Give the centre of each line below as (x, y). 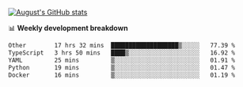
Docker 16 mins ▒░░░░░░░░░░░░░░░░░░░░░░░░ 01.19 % (122, 75)
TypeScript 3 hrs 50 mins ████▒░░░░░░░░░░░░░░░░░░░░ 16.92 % (122, 53)
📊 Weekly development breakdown (68, 28)
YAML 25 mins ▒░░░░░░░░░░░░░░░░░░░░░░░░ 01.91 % (122, 60)
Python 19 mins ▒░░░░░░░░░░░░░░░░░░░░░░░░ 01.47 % (122, 67)
